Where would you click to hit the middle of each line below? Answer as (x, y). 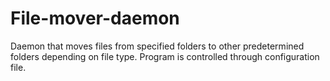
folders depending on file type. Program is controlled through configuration (165, 56)
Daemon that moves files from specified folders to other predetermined (157, 46)
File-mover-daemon (95, 18)
